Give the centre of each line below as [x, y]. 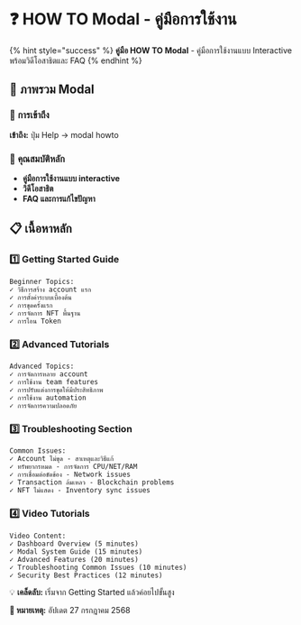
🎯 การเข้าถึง [29, 115]
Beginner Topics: [42, 281]
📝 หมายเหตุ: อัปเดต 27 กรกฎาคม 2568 [70, 610]
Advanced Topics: [42, 366]
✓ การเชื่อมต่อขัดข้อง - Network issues [70, 475]
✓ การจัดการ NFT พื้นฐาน [45, 313]
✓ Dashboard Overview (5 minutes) [74, 544]
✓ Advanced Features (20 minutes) [74, 559]
